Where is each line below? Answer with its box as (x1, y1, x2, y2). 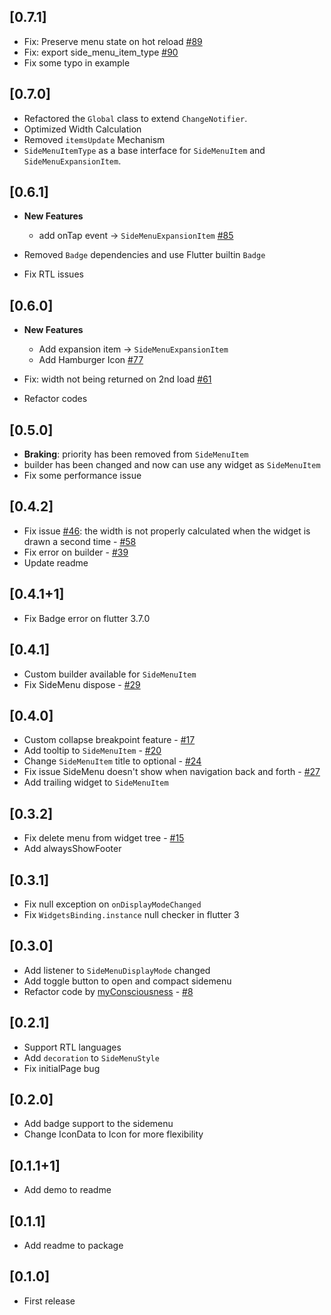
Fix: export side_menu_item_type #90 (23, 46, 179, 58)
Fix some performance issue (23, 470, 142, 482)
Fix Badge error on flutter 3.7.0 (23, 612, 151, 624)
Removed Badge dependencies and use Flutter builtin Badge (23, 249, 266, 261)
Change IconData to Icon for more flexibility (23, 1128, 204, 1140)
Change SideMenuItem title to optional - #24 (23, 755, 202, 767)
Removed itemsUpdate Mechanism (23, 133, 166, 145)
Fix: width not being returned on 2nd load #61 (23, 373, 212, 385)
